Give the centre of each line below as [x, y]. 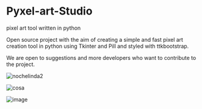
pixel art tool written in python [44, 28]
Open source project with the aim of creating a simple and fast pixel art [95, 39]
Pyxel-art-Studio [49, 11]
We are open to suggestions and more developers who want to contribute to [101, 58]
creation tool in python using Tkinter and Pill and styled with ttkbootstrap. [98, 46]
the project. [21, 64]
